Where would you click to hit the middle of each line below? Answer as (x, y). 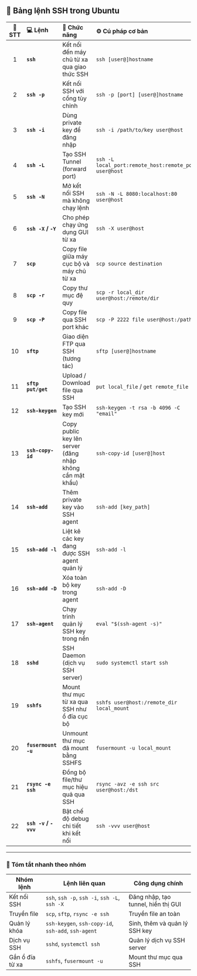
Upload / (74, 375)
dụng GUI (76, 232)
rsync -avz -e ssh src (128, 784)
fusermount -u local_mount (133, 748)
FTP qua (74, 343)
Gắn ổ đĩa (22, 957)
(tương (72, 358)
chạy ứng (75, 225)
